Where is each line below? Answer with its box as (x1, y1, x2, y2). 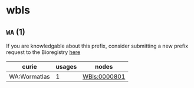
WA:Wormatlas (9, 73, 50, 80)
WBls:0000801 (82, 73, 126, 80)
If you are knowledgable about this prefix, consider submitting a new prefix (6, 42, 189, 49)
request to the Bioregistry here (6, 49, 81, 56)
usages (55, 63, 77, 70)
